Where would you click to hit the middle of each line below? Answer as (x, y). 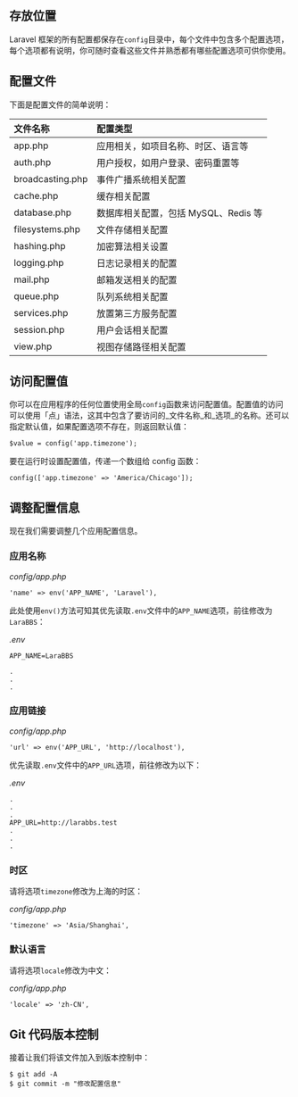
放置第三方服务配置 (137, 313)
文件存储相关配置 (132, 229)
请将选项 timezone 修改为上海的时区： (76, 892)
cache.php (36, 195)
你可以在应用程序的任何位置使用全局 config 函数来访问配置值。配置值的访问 (146, 404)
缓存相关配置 (124, 196)
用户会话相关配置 (132, 330)
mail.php (32, 279)
